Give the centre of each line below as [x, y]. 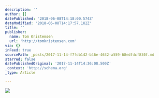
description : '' [21, 9]
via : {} [13, 46]
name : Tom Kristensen [31, 37]
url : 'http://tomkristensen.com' [43, 41]
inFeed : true [18, 50]
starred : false [20, 59]
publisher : [16, 32]
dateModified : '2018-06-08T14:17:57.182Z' [48, 23]
